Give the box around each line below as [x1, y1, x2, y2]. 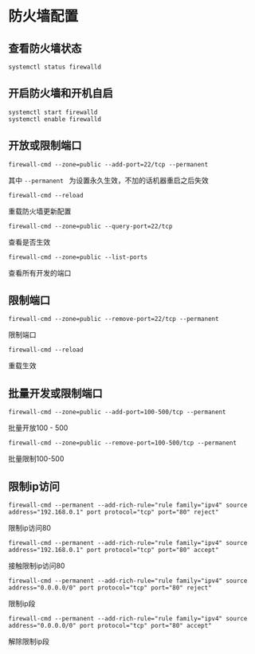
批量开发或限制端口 [8, 386, 103, 400]
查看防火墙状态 [8, 41, 82, 55]
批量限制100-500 [8, 454, 65, 464]
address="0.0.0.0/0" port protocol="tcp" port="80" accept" [8, 622, 213, 630]
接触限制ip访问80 [8, 561, 65, 570]
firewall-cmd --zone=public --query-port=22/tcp [8, 222, 173, 230]
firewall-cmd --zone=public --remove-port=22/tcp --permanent [8, 315, 219, 323]
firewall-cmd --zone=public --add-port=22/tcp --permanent [8, 160, 209, 168]
